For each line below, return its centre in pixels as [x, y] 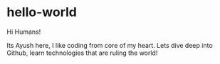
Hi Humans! [24, 32]
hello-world [42, 12]
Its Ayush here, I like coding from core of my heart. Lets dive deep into [110, 45]
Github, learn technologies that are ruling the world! [82, 53]
